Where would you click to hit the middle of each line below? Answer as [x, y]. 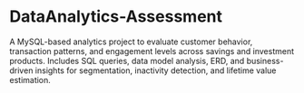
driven [21, 70]
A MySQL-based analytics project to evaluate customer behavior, [131, 42]
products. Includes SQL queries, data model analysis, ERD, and [127, 60]
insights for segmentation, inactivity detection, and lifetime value [156, 70]
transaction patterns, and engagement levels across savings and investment [152, 51]
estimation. [30, 79]
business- [265, 60]
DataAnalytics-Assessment [116, 17]
